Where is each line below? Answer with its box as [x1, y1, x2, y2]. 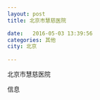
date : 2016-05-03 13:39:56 [7, 30, 93, 37]
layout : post [7, 10, 46, 18]
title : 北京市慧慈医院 [7, 17, 67, 24]
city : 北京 [7, 43, 37, 50]
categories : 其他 [7, 36, 56, 43]
